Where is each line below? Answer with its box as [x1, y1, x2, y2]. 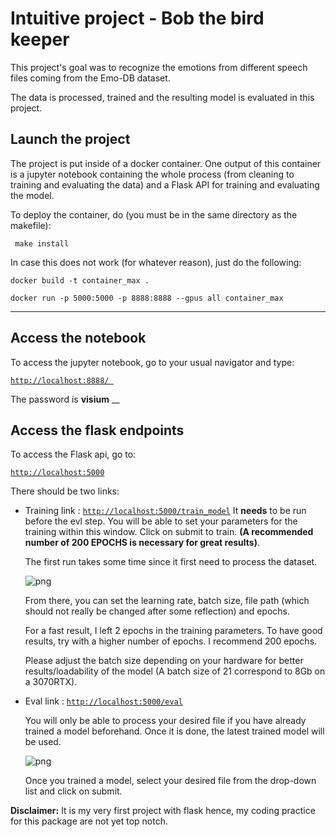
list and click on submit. [24, 785, 123, 797]
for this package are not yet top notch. [10, 815, 168, 827]
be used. [24, 736, 62, 748]
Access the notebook [10, 330, 147, 347]
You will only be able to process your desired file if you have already [24, 715, 307, 727]
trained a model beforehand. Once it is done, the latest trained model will [24, 725, 325, 737]
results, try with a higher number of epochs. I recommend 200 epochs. [24, 635, 318, 647]
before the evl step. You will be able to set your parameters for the [24, 515, 298, 527]
